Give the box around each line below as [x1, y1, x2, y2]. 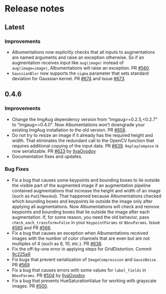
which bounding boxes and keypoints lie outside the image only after [11, 198, 153, 204]
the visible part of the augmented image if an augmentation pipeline [11, 182, 151, 188]
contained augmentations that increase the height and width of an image [11, 187, 161, 193]
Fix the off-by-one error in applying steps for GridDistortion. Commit [11, 246, 152, 252]
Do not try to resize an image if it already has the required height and [11, 132, 153, 138]
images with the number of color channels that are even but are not [11, 235, 150, 241]
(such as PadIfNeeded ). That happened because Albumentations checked [11, 193, 162, 199]
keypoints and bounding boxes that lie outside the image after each [11, 209, 150, 215]
